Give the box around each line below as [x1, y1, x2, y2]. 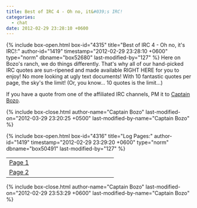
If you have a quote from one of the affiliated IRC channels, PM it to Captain [6, 91, 190, 98]
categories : [6, 14, 35, 20]
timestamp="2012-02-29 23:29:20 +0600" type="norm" [31, 139, 169, 146]
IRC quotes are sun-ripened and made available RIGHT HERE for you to [6, 66, 179, 74]
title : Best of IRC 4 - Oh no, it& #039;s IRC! [6, 8, 123, 15]
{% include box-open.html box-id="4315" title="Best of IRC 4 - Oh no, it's [6, 41, 185, 49]
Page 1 [9, 158, 30, 167]
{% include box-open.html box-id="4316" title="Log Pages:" [6, 133, 153, 140]
